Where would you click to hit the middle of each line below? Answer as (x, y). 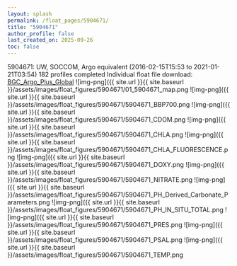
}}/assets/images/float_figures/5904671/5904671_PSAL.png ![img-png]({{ (115, 240)
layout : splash (30, 14)
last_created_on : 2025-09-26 (50, 40)
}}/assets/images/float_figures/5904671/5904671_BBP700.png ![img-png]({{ (119, 104)
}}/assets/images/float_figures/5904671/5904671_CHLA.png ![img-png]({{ (116, 134)
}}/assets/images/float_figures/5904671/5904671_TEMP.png (96, 255)
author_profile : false (41, 34)
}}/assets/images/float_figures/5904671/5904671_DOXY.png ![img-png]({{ (116, 164)
